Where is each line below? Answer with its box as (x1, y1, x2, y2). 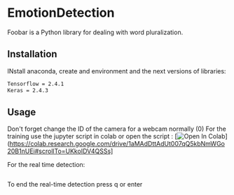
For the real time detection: (7, 161, 85, 169)
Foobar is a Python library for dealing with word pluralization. (7, 28, 184, 36)
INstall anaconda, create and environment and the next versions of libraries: (7, 66, 226, 75)
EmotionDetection (7, 5, 115, 21)
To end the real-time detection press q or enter (7, 180, 143, 189)
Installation (7, 48, 57, 60)
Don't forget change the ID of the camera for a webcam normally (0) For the (7, 124, 226, 133)
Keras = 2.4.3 (7, 87, 49, 94)
